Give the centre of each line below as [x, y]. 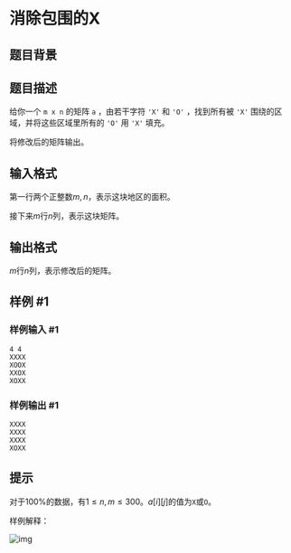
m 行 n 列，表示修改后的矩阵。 [63, 271]
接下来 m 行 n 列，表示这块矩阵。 [67, 216]
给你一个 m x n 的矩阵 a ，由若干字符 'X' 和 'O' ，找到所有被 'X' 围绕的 [142, 112]
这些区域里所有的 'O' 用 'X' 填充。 [105, 123]
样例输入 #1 [34, 330]
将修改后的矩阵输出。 [49, 142]
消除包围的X [55, 19]
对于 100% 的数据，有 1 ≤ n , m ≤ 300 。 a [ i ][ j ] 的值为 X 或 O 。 [113, 501]
